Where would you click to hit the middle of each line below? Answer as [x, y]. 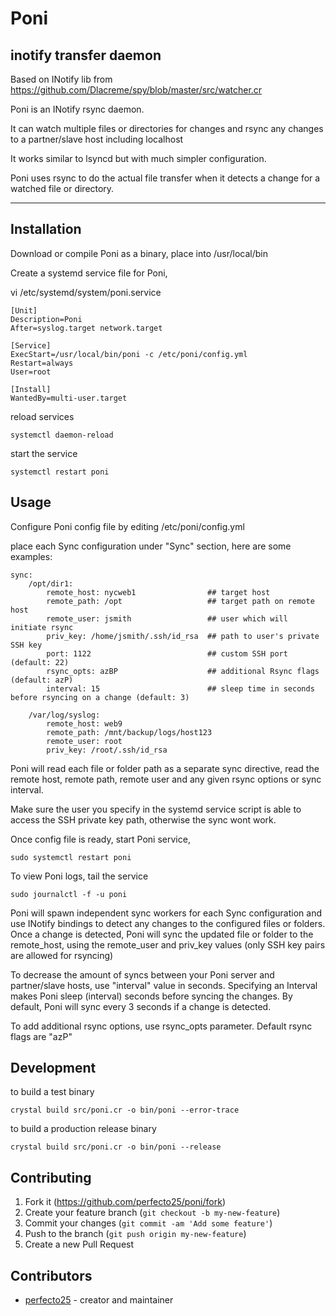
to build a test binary [52, 1092]
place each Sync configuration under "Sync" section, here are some [151, 546]
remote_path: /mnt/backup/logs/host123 [129, 732]
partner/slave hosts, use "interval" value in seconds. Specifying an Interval [164, 985]
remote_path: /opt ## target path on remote [180, 601]
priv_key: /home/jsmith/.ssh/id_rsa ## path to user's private [183, 636]
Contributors [51, 1275]
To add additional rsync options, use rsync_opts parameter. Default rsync [161, 1026]
